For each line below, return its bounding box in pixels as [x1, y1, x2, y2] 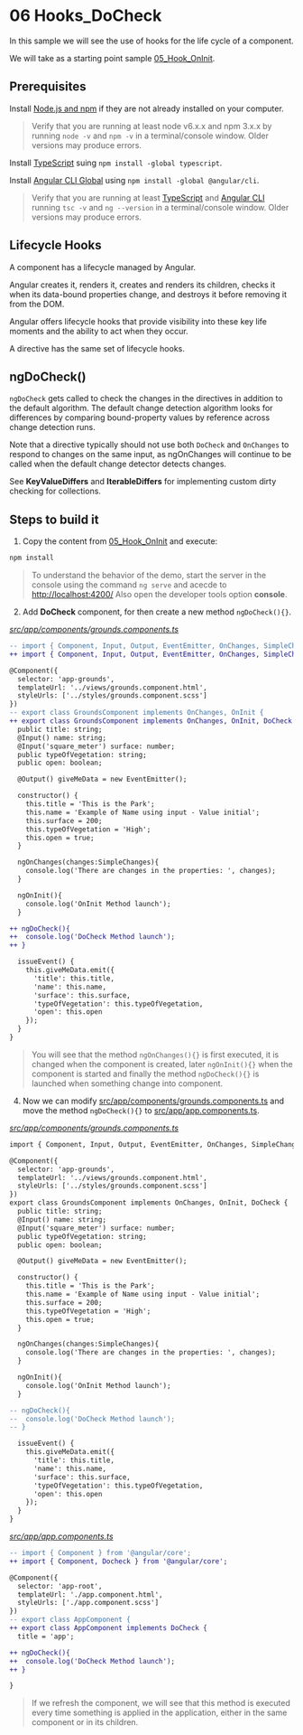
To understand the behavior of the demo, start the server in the [31, 570, 267, 581]
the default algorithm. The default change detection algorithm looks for [9, 403, 273, 414]
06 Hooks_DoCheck [9, 5, 162, 26]
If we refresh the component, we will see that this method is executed [31, 1698, 291, 1709]
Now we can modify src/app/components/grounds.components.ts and [22, 1095, 284, 1106]
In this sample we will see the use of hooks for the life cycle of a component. [9, 35, 295, 46]
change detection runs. [9, 422, 96, 433]
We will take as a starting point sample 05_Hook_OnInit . [9, 52, 216, 63]
